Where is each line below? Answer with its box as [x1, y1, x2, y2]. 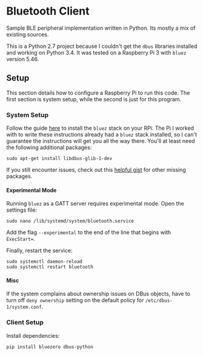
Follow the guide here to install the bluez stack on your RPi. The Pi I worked [6, 124, 195, 132]
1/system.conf [6, 304, 42, 311]
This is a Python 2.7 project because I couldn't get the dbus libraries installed [6, 42, 198, 50]
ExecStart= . [6, 235, 35, 243]
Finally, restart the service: [6, 247, 73, 254]
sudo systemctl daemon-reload [6, 259, 83, 265]
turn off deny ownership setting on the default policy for [6, 297, 144, 304]
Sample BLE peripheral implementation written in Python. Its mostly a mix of [6, 24, 196, 32]
